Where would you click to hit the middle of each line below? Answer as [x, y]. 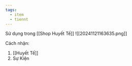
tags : [11, 10]
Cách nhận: [17, 43]
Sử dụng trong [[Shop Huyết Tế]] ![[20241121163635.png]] [66, 34]
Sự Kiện [21, 58]
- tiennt [19, 19]
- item [17, 15]
